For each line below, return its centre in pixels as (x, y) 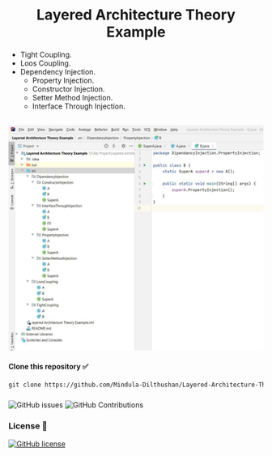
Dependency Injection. (57, 71)
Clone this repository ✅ (49, 366)
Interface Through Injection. (79, 106)
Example (136, 32)
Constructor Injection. (68, 89)
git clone (25, 385)
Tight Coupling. (46, 54)
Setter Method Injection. (72, 97)
